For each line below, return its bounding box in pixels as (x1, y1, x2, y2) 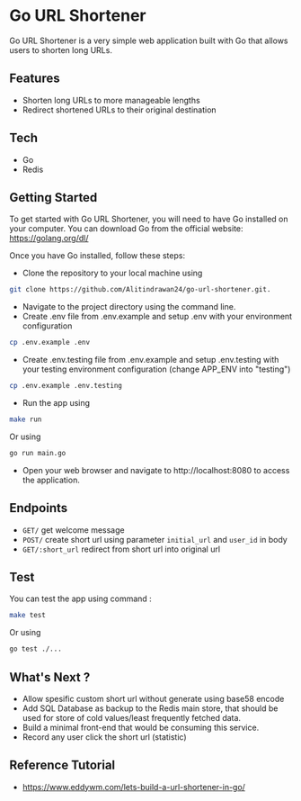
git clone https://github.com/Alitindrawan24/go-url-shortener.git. (9, 285, 271, 294)
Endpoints (9, 500, 68, 516)
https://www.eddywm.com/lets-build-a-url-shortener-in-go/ (22, 781, 245, 792)
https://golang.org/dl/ (9, 233, 89, 244)
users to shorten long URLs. (9, 44, 112, 55)
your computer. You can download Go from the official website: (9, 223, 244, 234)
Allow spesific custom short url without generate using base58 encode (22, 693, 285, 704)
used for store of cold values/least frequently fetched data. (22, 712, 241, 723)
